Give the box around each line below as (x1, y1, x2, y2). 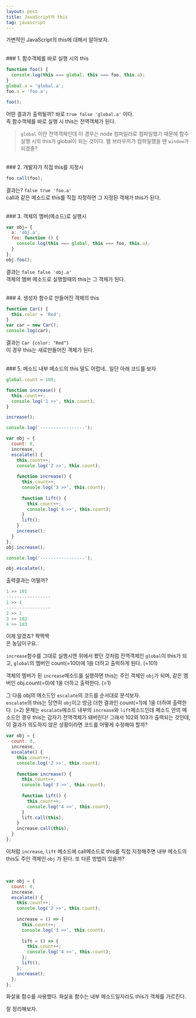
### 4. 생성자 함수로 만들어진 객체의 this (6, 294, 99, 301)
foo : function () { (11, 235, 59, 241)
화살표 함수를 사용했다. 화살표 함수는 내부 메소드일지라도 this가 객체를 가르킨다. (6, 993, 187, 1000)
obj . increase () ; (6, 544, 46, 550)
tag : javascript (6, 19, 46, 25)
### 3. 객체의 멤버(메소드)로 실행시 (6, 212, 87, 220)
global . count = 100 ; (6, 377, 57, 383)
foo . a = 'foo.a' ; (6, 88, 49, 94)
